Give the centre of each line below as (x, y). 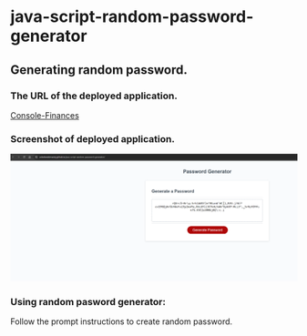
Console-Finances (45, 115)
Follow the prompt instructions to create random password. (122, 321)
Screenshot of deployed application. (93, 138)
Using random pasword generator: (88, 302)
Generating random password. (99, 70)
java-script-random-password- (132, 17)
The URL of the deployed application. (94, 96)
